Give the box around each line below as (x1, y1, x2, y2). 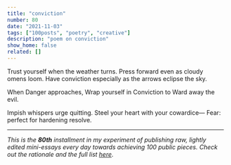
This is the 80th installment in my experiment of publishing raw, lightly (7, 135, 206, 144)
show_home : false (7, 42, 57, 49)
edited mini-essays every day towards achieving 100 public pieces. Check (7, 142, 218, 151)
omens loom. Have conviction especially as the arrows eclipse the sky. (7, 74, 208, 82)
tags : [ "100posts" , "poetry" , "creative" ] (7, 29, 131, 36)
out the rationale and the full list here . (7, 150, 114, 158)
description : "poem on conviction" (7, 36, 109, 43)
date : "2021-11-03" (7, 23, 63, 30)
